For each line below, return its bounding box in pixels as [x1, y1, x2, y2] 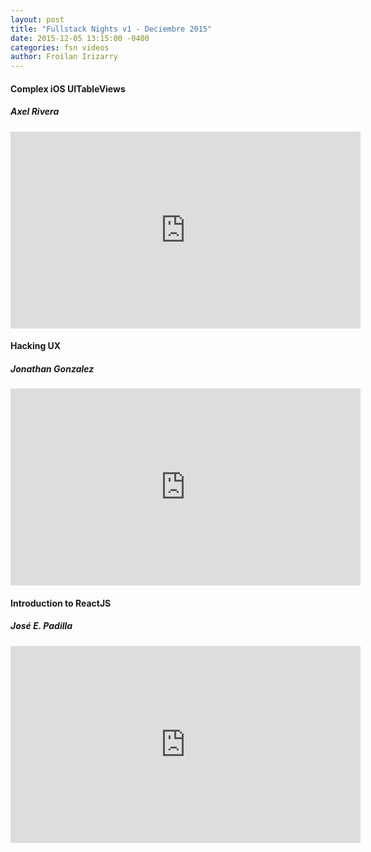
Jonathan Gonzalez [10, 362, 95, 375]
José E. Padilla [10, 620, 73, 632]
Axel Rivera [10, 106, 60, 118]
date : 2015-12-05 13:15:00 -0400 [10, 33, 150, 43]
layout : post [10, 14, 65, 25]
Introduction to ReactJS [10, 597, 112, 609]
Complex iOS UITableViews [10, 82, 126, 95]
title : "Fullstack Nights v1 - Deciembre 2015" [10, 24, 213, 34]
